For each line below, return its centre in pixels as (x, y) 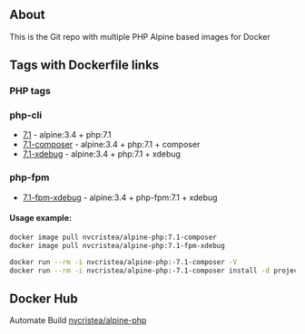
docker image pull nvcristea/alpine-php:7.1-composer (113, 237)
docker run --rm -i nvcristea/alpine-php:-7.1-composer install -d (140, 271)
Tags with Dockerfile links (84, 66)
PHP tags (30, 91)
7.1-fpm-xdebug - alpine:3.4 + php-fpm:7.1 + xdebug (120, 197)
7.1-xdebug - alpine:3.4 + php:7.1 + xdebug (102, 154)
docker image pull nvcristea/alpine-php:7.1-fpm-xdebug (117, 245)
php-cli (26, 115)
